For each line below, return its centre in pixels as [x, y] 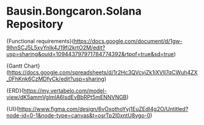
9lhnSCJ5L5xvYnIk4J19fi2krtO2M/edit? [56, 48]
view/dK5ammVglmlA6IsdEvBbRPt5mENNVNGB [67, 97]
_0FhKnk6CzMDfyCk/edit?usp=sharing [56, 79]
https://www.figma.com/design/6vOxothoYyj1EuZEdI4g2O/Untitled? [103, 109]
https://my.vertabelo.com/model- [65, 90]
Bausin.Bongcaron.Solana [74, 11]
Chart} [32, 66]
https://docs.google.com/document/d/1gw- [128, 41]
